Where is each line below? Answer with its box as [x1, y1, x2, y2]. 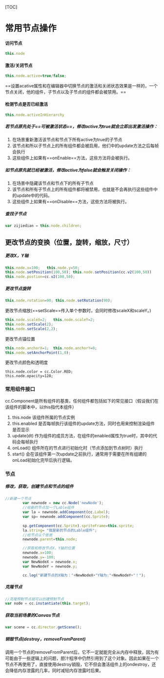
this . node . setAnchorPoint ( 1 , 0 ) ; [5, 350, 71, 355]
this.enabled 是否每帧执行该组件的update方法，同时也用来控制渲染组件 [12, 420, 155, 426]
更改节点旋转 [5, 285, 31, 291]
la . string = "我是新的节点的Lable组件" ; [22, 528, 97, 533]
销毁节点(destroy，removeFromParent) [5, 636, 86, 642]
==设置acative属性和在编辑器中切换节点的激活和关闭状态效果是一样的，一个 [5, 83, 158, 89]
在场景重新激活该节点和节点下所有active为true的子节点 [12, 137, 123, 143]
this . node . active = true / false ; [5, 73, 67, 79]
